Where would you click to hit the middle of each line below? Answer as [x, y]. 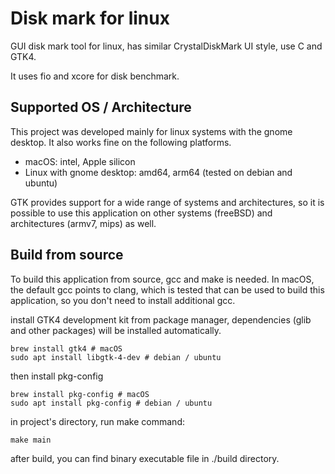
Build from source [67, 255]
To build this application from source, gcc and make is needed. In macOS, [162, 279]
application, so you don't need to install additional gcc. [123, 300]
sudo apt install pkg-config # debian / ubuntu [111, 403]
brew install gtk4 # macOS [66, 348]
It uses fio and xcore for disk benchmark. [95, 76]
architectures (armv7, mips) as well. [83, 223]
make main [31, 440]
